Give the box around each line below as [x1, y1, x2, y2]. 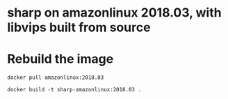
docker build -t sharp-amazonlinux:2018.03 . [7, 87, 141, 93]
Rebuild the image [7, 51, 114, 67]
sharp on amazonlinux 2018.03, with [7, 5, 222, 21]
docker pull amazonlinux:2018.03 [7, 74, 104, 81]
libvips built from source [7, 19, 151, 35]
